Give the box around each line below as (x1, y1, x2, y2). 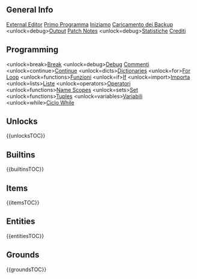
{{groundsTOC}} (6, 266, 47, 273)
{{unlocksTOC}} (6, 132, 46, 139)
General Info (6, 5, 53, 15)
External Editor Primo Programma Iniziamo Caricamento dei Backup (6, 20, 174, 28)
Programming (6, 44, 59, 55)
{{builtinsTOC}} (6, 165, 44, 173)
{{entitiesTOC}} (6, 232, 44, 239)
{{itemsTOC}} (6, 199, 40, 206)
